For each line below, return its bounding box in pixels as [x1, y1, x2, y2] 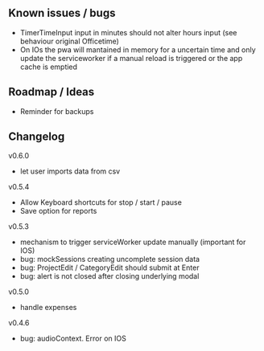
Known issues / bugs [8, 6, 116, 20]
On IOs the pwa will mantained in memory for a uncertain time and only [19, 44, 256, 55]
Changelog [8, 130, 65, 144]
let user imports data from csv [19, 166, 121, 176]
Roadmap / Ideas [8, 85, 95, 99]
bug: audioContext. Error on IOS [19, 333, 126, 344]
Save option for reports [19, 206, 97, 216]
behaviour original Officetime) [19, 36, 119, 46]
